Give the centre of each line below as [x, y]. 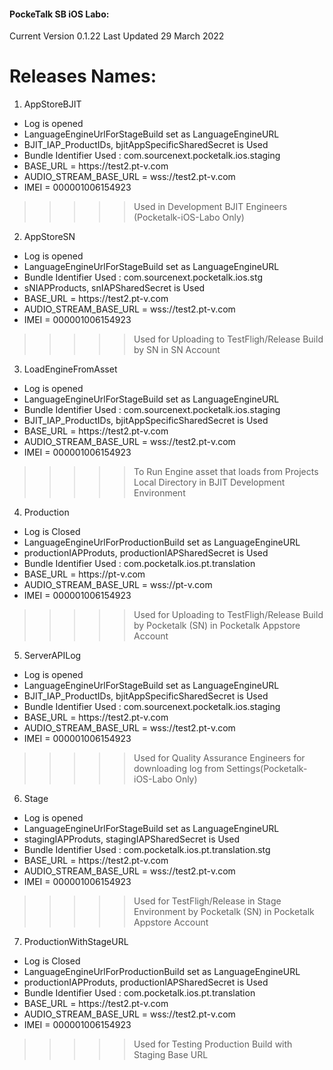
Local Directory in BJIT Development [209, 482]
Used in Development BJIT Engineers [210, 207]
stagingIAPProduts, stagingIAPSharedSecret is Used [132, 839]
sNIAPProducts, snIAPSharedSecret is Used [114, 288]
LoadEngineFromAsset [70, 369]
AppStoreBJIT [52, 104]
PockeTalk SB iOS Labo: [59, 14]
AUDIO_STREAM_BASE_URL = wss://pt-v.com [118, 585]
